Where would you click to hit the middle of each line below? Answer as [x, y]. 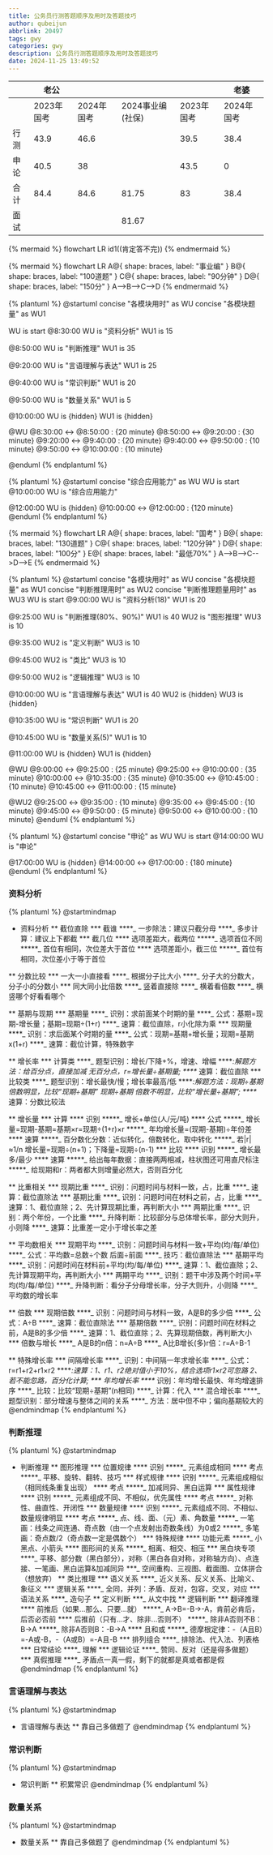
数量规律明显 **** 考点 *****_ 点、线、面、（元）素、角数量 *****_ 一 [134, 1518]
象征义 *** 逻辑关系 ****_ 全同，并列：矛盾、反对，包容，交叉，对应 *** [140, 1589]
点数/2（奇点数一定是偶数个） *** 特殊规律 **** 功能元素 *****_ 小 [152, 1538]
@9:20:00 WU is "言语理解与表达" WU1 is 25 [83, 365]
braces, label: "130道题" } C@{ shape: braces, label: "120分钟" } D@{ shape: [135, 543]
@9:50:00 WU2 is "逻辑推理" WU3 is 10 [74, 677]
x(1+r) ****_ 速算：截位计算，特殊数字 [71, 1044]
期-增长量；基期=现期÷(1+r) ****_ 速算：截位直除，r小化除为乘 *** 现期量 [130, 1024]
